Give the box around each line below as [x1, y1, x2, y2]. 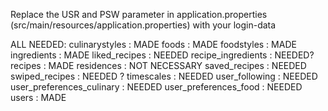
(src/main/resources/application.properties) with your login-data [10, 19, 277, 31]
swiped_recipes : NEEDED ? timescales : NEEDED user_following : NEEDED [10, 70, 318, 82]
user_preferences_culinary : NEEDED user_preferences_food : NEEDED [10, 81, 303, 93]
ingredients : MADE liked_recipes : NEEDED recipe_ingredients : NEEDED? [10, 49, 315, 61]
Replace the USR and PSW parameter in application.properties [10, 9, 268, 20]
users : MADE [10, 92, 67, 103]
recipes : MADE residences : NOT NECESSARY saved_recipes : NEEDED [10, 60, 307, 71]
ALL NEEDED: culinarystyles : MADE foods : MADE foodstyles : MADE [10, 39, 297, 50]
